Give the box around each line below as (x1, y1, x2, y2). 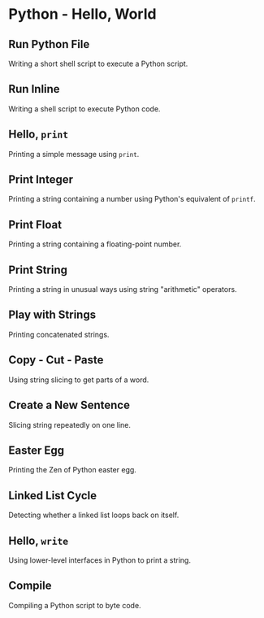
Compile (8, 579, 52, 593)
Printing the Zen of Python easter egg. (8, 465, 136, 475)
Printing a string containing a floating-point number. (8, 239, 182, 249)
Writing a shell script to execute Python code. (8, 103, 161, 114)
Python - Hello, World (8, 5, 157, 24)
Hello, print (8, 128, 69, 141)
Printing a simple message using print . (8, 149, 140, 159)
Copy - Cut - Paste (8, 353, 104, 367)
